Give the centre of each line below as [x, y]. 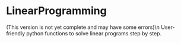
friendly [16, 33]
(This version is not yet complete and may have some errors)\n [83, 27]
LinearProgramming [56, 11]
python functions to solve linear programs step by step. [94, 33]
